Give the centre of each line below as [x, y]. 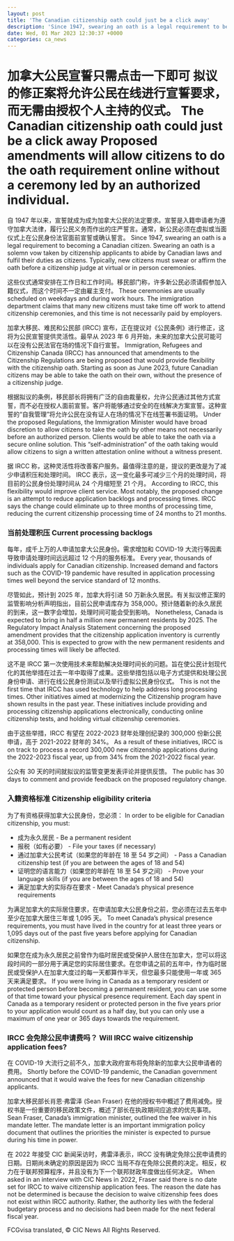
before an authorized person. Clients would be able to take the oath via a [111, 437]
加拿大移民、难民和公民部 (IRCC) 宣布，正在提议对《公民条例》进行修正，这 [116, 328]
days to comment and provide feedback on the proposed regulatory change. [117, 780]
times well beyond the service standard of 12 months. [84, 580]
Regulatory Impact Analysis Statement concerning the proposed [99, 628]
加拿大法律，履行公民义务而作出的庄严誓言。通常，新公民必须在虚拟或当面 [120, 229]
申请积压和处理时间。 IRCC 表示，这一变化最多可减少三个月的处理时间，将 [120, 475]
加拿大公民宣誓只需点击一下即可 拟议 [112, 76]
